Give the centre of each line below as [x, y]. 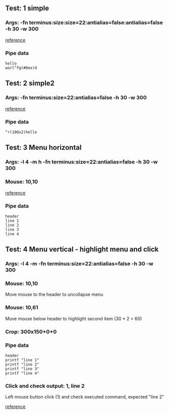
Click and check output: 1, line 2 [45, 386]
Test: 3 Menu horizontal [43, 147]
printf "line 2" [22, 365]
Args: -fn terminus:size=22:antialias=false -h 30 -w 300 [76, 98]
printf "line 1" [22, 360]
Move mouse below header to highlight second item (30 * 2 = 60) [74, 318]
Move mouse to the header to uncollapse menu [54, 294]
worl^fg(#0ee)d [21, 68]
